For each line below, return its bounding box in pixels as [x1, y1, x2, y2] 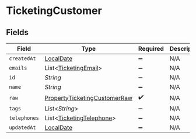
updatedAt [9, 124, 36, 131]
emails [9, 65, 27, 71]
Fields [6, 27, 29, 37]
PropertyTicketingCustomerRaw [44, 93, 133, 102]
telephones [9, 115, 39, 121]
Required [138, 45, 164, 53]
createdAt [9, 55, 36, 62]
